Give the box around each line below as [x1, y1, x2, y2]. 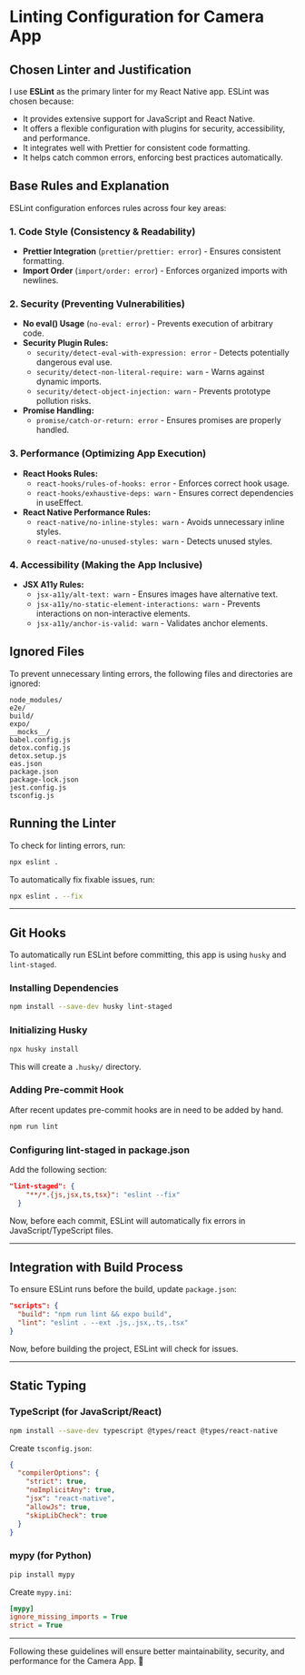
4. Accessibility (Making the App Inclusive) [9, 558, 203, 570]
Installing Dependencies [9, 982, 120, 994]
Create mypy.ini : [9, 1586, 73, 1598]
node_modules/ [9, 695, 64, 704]
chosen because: [9, 96, 74, 106]
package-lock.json [9, 775, 79, 784]
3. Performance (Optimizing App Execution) [9, 448, 207, 460]
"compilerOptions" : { [17, 1468, 100, 1478]
